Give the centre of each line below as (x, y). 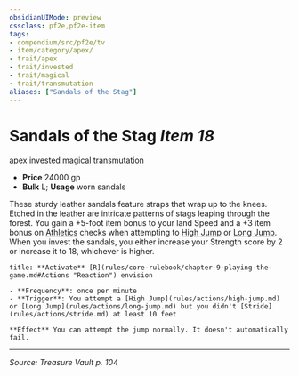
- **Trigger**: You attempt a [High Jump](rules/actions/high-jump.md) (145, 299)
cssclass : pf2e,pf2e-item (57, 26)
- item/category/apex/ (51, 51)
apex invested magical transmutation (77, 160)
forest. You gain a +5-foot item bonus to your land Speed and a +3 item (140, 223)
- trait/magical (39, 76)
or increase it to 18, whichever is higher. (82, 252)
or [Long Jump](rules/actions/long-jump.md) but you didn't (123, 307)
